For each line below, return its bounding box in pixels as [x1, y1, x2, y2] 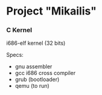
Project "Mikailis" [6, 4, 97, 18]
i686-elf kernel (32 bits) [6, 39, 66, 47]
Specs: [6, 51, 24, 59]
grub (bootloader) [14, 76, 60, 83]
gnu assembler [14, 63, 53, 70]
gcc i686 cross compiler [14, 70, 76, 77]
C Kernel [6, 26, 32, 34]
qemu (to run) [14, 82, 49, 90]
